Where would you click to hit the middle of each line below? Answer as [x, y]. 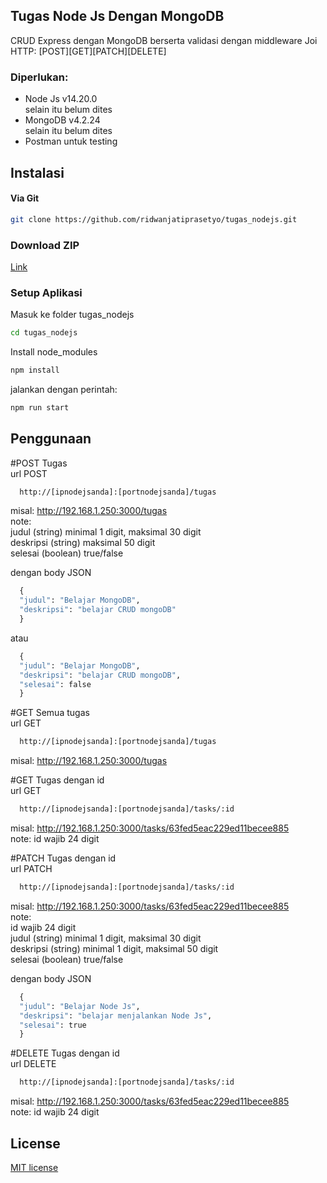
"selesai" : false [55, 684]
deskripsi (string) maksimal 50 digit [83, 543]
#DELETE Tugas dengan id [65, 1053]
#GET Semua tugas [50, 713]
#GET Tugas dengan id [57, 780]
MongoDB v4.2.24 [62, 120]
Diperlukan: [39, 77]
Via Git [25, 198]
